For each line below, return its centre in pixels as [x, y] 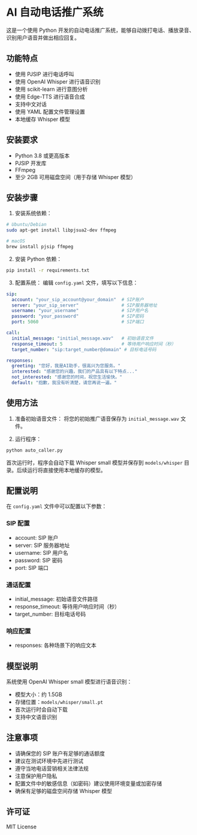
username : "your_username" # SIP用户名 [80, 311]
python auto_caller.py [34, 450]
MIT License [22, 827]
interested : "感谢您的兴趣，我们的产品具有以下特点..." [75, 372]
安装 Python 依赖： [38, 258]
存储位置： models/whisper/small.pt [59, 702]
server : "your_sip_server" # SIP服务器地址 [84, 305]
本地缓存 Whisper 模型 [43, 119]
